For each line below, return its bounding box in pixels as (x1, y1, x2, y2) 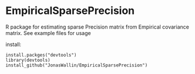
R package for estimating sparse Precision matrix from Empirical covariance (5, 23, 189, 30)
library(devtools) (5, 57, 51, 63)
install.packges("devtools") (5, 52, 77, 58)
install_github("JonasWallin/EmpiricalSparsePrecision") (5, 62, 148, 68)
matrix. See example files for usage (5, 29, 92, 36)
